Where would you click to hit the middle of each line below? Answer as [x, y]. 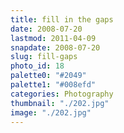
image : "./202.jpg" [51, 112]
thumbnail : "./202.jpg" [60, 103]
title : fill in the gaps [62, 19]
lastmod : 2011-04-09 [53, 38]
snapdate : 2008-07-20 [55, 47]
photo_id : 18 [37, 66]
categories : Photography [62, 94]
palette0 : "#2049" [48, 76]
